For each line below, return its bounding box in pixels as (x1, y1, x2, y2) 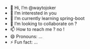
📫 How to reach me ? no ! (10, 26, 65, 32)
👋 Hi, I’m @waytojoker (10, 5, 57, 10)
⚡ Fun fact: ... (10, 39, 38, 45)
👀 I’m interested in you (10, 10, 57, 16)
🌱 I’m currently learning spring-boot (10, 15, 85, 21)
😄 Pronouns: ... (10, 33, 43, 39)
